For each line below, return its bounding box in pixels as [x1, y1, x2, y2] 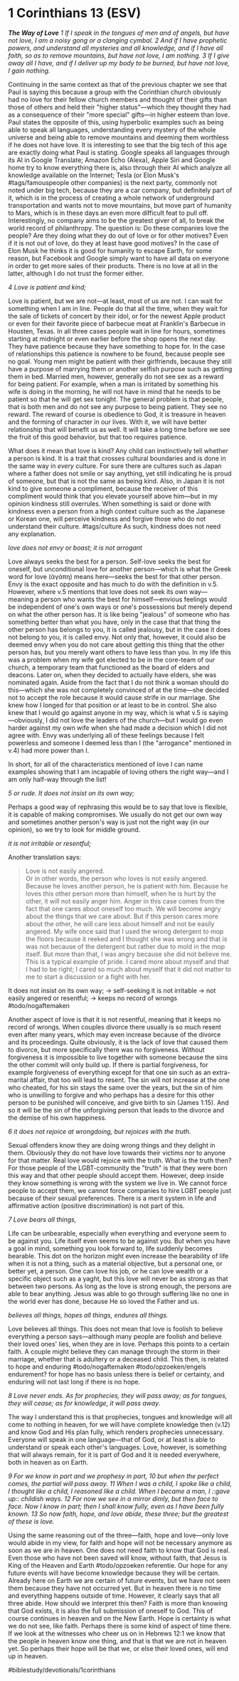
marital [8, 1076, 28, 1084]
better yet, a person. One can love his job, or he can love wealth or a [8, 1266, 208, 1275]
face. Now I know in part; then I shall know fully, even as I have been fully [8, 1502, 225, 1510]
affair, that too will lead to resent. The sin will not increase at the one [29, 1076, 230, 1084]
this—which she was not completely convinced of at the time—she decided [8, 685, 230, 694]
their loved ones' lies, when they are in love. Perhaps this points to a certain [8, 1340, 230, 1348]
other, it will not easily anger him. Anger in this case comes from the [25, 896, 225, 905]
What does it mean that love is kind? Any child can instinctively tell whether [8, 446, 228, 455]
